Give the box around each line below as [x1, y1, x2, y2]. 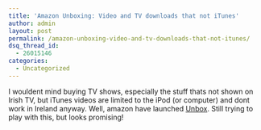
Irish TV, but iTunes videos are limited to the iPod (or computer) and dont [8, 94, 250, 105]
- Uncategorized [15, 65, 70, 73]
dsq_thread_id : [8, 42, 60, 50]
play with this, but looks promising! [8, 112, 124, 122]
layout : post [8, 27, 52, 35]
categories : [8, 57, 48, 65]
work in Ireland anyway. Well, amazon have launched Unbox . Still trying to [8, 103, 254, 113]
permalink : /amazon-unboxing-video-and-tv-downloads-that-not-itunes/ [8, 34, 251, 43]
